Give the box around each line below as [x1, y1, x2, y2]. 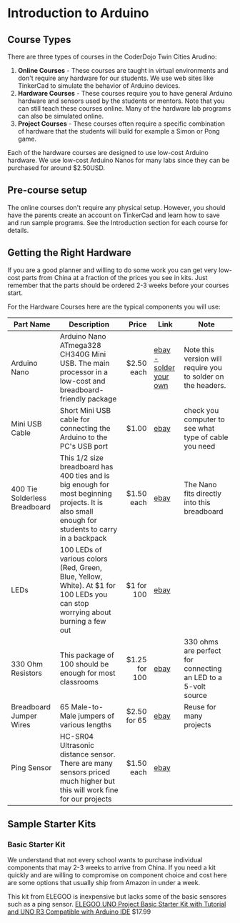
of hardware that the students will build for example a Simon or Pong [17, 127, 220, 135]
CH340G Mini [59, 349, 106, 359]
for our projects [59, 794, 112, 804]
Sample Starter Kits [7, 818, 96, 830]
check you [184, 405, 219, 415]
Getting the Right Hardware [7, 246, 131, 259]
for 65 [126, 715, 147, 725]
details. [7, 226, 29, 234]
